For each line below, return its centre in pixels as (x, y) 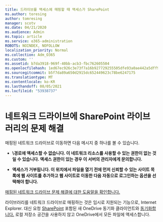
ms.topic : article (24, 37)
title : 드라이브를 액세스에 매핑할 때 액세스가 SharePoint (57, 9)
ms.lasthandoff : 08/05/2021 (33, 86)
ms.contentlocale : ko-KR (30, 82)
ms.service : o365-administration (39, 41)
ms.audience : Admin (25, 32)
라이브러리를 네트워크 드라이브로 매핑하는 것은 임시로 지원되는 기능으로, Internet (81, 203)
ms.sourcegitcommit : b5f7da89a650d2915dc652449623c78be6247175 (70, 73)
